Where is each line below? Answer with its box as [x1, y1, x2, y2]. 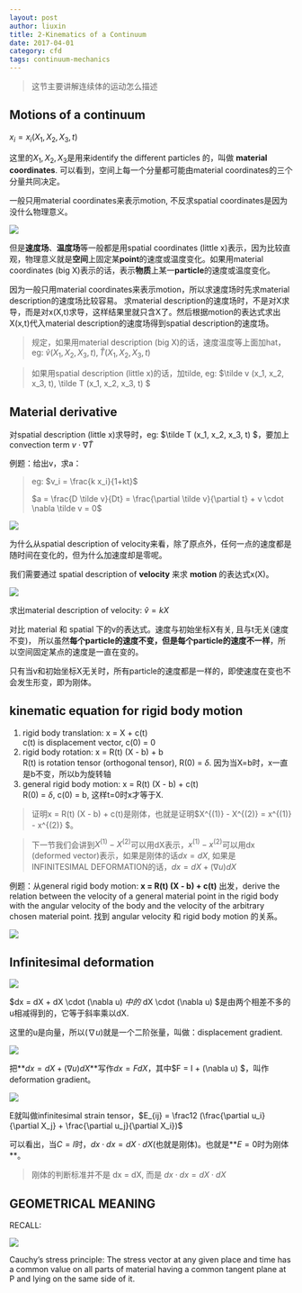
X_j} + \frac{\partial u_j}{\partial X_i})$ [40, 1120, 183, 1131]
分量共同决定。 [9, 176, 65, 187]
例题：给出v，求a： [9, 458, 82, 469]
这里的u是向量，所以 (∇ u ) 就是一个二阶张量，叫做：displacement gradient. [9, 1027, 283, 1038]
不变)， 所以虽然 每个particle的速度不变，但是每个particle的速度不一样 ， [9, 636, 279, 646]
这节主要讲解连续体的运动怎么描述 [31, 81, 158, 91]
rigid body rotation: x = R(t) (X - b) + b [22, 746, 164, 757]
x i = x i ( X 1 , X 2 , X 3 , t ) [9, 131, 78, 144]
